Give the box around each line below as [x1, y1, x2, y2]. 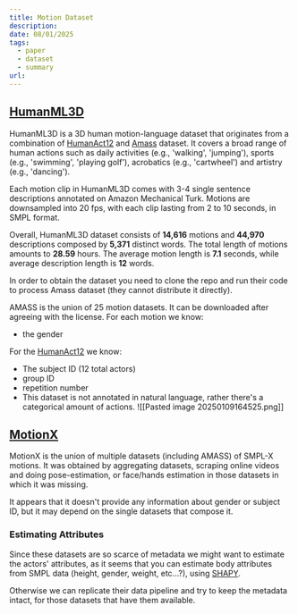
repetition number [21, 382, 89, 393]
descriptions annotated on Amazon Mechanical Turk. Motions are [9, 193, 251, 204]
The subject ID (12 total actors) [21, 363, 136, 374]
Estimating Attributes [9, 528, 105, 541]
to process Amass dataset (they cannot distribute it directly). [9, 284, 233, 295]
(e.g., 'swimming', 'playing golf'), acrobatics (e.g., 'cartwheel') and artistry [9, 156, 283, 167]
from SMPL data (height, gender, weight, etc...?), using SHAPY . [9, 568, 242, 578]
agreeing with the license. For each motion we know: [9, 311, 204, 322]
